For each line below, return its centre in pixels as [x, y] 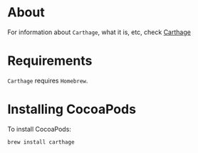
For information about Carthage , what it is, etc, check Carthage [99, 32]
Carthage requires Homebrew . [48, 80]
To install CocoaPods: [39, 129]
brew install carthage [41, 142]
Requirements [50, 61]
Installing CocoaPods [72, 109]
